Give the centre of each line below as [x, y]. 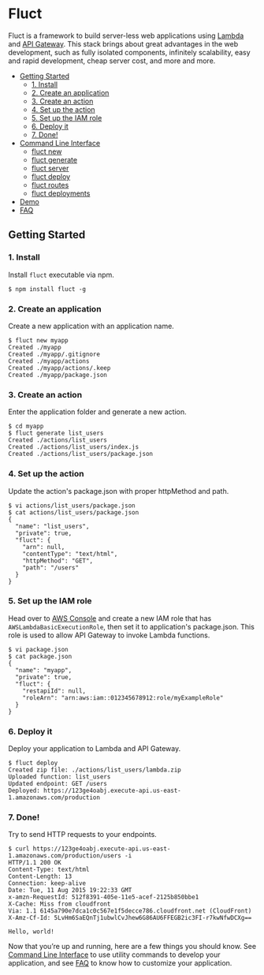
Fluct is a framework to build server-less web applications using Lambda [126, 35]
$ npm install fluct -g [47, 289]
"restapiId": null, [54, 691]
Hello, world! [32, 932]
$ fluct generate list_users [56, 433]
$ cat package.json [40, 656]
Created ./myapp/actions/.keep [59, 368]
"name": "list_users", [52, 526]
